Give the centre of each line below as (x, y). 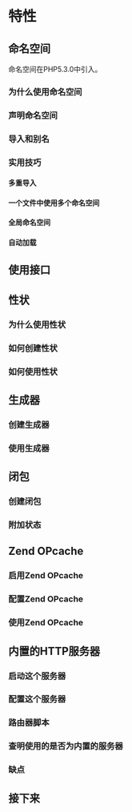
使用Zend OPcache (46, 623)
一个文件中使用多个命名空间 (54, 203)
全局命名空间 (29, 223)
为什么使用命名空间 (45, 91)
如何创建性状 (33, 348)
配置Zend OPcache (46, 599)
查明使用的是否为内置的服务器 (66, 746)
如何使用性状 (33, 372)
